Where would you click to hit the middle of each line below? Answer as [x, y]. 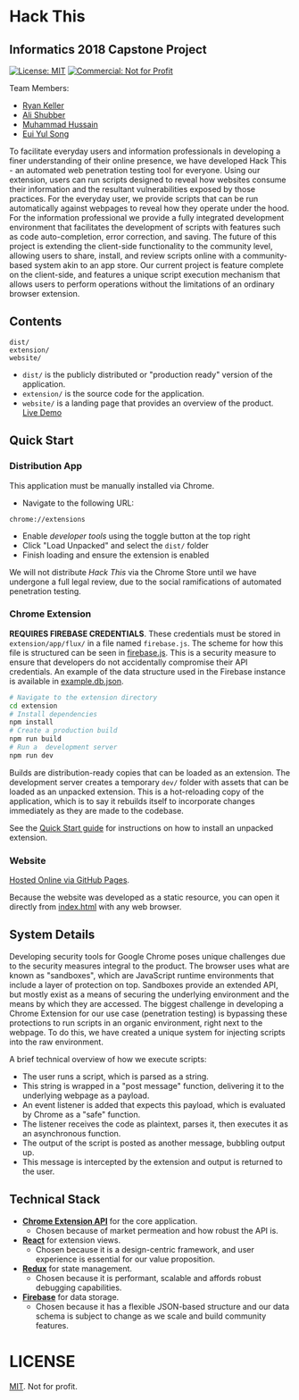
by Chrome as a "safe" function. [81, 1114]
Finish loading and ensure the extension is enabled [116, 555]
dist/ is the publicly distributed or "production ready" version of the [148, 374]
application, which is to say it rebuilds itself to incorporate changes [133, 801]
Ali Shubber [44, 115]
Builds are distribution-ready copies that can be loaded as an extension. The [150, 772]
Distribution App [46, 466]
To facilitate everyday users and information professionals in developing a [145, 151]
